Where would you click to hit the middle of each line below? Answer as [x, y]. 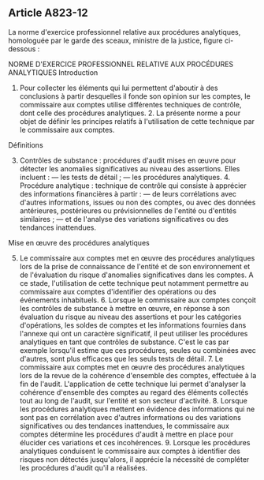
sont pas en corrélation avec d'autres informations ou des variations [130, 417]
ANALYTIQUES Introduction [53, 72]
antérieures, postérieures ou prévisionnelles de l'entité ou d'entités [128, 210]
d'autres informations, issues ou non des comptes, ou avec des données [138, 202]
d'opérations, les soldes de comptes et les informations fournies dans [133, 325]
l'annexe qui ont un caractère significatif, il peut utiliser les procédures [134, 333]
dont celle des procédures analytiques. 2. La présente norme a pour [130, 113]
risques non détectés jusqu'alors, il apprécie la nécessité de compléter [134, 459]
